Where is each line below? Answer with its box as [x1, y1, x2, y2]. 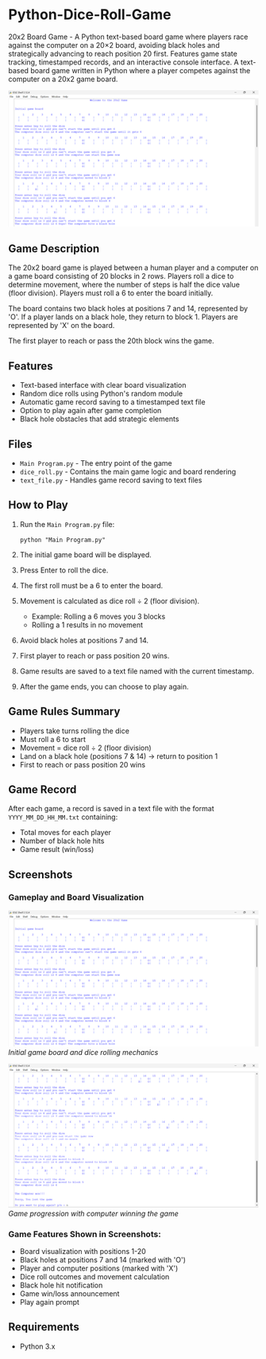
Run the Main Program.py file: [19, 519, 115, 529]
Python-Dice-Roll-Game [8, 6, 172, 24]
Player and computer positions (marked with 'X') [19, 1263, 179, 1273]
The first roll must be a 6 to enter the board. [19, 580, 164, 590]
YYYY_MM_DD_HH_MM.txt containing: [8, 812, 118, 822]
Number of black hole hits [19, 836, 105, 845]
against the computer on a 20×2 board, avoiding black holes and [8, 40, 220, 49]
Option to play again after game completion [19, 406, 162, 416]
